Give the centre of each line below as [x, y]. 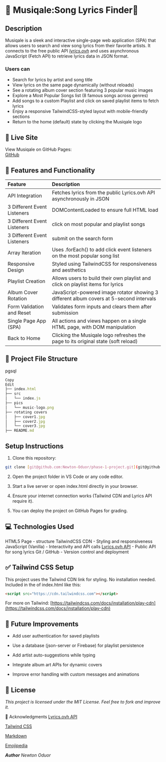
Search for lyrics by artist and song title [52, 80]
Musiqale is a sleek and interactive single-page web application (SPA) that [81, 40]
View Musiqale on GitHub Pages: [39, 149]
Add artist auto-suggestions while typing [54, 655]
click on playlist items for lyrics [87, 284]
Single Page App [27, 321]
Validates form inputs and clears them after [102, 306]
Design [16, 270]
